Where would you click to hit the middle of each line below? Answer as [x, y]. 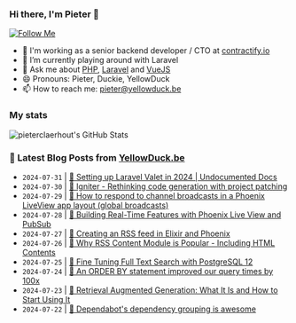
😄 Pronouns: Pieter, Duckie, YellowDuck [96, 79]
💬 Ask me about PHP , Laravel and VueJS [96, 69]
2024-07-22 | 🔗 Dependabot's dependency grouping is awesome [139, 309]
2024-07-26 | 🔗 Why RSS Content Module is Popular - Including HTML [148, 242]
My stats [28, 115]
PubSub [36, 224]
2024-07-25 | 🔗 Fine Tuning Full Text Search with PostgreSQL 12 [137, 262]
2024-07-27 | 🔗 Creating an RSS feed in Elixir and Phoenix [126, 233]
